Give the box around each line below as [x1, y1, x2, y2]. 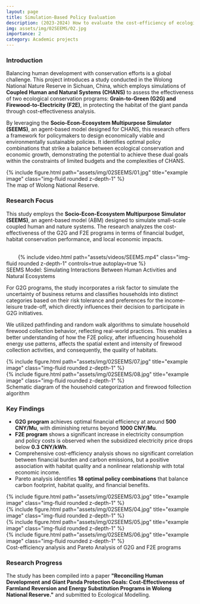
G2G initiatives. [6, 309, 43, 316]
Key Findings [6, 404, 45, 412]
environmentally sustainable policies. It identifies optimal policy [6, 138, 161, 146]
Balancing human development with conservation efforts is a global [6, 70, 171, 77]
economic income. [14, 469, 61, 476]
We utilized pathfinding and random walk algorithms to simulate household [6, 321, 189, 328]
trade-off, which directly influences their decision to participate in [23, 303, 185, 310]
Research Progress [6, 559, 62, 567]
